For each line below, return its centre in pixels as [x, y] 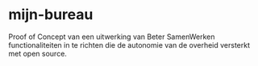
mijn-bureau [51, 15]
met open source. [37, 53]
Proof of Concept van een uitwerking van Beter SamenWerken [112, 37]
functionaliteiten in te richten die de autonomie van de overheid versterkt [129, 45]
